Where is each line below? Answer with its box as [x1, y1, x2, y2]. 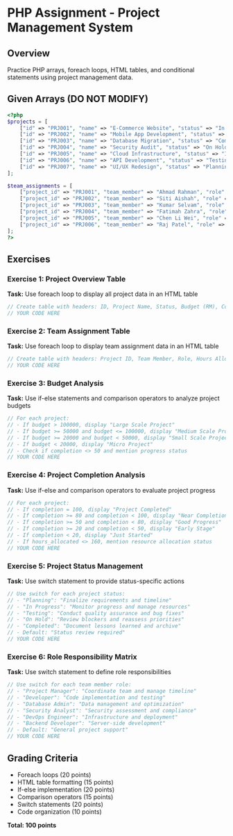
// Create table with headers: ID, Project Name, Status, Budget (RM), [7, 304, 218, 311]
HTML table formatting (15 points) [17, 778, 114, 786]
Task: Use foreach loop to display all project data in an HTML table [7, 290, 198, 298]
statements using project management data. [7, 73, 134, 81]
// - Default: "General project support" [7, 726, 129, 734]
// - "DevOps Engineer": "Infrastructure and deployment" [7, 714, 178, 721]
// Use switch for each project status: [7, 590, 126, 597]
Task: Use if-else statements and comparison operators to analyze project [7, 394, 220, 402]
